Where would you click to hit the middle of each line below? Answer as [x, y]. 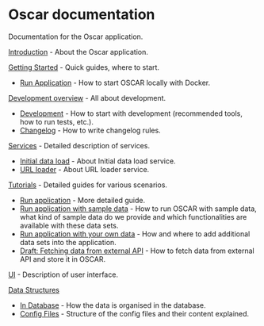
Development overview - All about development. [87, 98]
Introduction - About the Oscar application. [78, 52]
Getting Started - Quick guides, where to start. [84, 67]
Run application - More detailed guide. [82, 200]
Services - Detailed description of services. [79, 145]
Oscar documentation [82, 15]
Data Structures [34, 290]
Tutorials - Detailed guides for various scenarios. [88, 185]
